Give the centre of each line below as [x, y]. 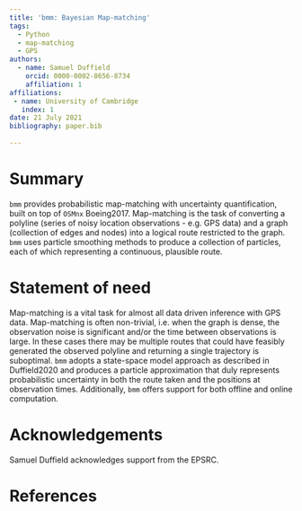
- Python [34, 34]
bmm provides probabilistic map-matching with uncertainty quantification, [143, 204]
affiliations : [36, 93]
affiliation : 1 [54, 84]
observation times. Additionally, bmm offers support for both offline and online [151, 389]
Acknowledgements [86, 434]
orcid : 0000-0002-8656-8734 [78, 76]
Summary [46, 179]
